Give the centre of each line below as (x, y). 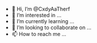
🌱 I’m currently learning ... (43, 21)
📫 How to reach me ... (39, 34)
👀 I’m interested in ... (36, 15)
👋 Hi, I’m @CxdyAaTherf (41, 9)
